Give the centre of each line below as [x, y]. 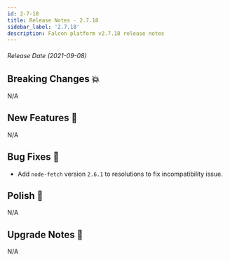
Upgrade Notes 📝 [45, 234]
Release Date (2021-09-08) [47, 55]
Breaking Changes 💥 [54, 79]
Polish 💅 [25, 196]
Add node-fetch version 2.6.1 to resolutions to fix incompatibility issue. [120, 174]
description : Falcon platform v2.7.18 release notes [86, 33]
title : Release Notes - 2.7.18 [53, 20]
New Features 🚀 [42, 118]
